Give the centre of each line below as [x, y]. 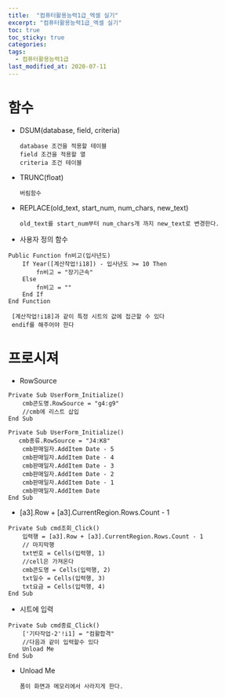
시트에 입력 [36, 609]
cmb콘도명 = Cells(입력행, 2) [67, 570]
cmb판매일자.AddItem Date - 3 [68, 466]
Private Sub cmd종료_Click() [54, 625]
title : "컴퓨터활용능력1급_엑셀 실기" [64, 15]
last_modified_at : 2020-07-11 [58, 67]
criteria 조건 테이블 [51, 163]
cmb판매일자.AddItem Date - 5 [68, 449]
